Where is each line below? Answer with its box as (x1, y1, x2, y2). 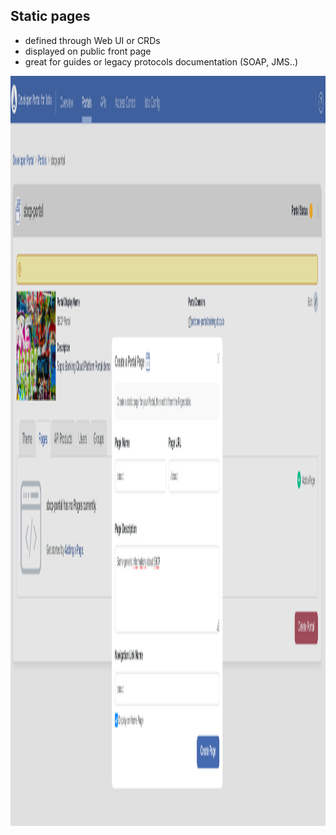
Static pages (10, 8, 91, 25)
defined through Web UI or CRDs (24, 34, 161, 46)
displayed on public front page (24, 45, 152, 57)
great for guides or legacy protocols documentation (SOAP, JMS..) (24, 55, 299, 68)
